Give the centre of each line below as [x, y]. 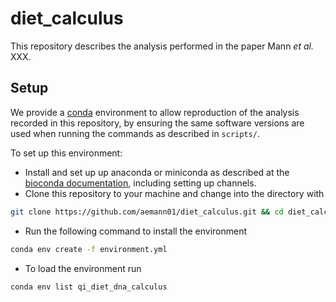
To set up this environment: [66, 153]
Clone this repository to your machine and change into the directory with [174, 193]
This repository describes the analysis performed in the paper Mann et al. [162, 46]
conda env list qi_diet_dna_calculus [89, 287]
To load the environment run [83, 268]
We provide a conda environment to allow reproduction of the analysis [155, 112]
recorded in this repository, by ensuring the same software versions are [157, 123]
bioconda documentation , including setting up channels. [140, 183]
